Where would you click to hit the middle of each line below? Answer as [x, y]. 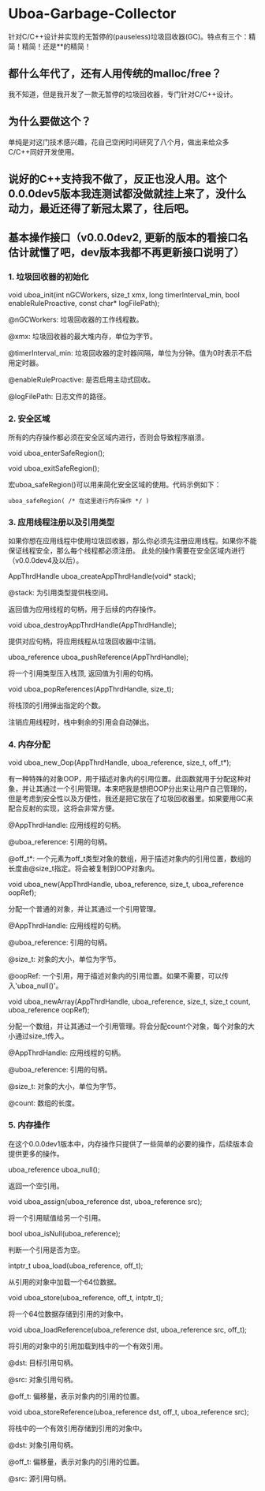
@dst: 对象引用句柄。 [43, 1444]
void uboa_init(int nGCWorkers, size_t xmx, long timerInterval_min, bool [124, 294]
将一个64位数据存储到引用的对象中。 [68, 1314]
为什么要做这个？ [50, 122]
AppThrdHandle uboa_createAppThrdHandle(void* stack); [102, 576]
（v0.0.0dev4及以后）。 [46, 561]
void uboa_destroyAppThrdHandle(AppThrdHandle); [93, 625]
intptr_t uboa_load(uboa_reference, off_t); [76, 1265]
